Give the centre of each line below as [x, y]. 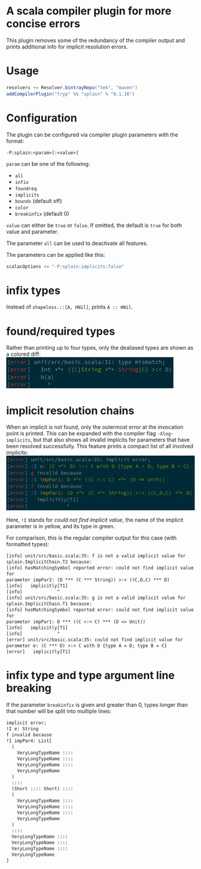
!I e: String [22, 729]
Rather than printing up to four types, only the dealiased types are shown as [100, 348]
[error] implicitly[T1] [38, 652]
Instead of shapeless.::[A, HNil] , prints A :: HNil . [70, 307]
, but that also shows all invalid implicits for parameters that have [110, 440]
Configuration [42, 118]
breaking [29, 688]
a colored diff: [23, 354]
